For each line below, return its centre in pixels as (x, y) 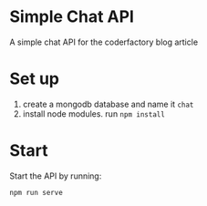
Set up (34, 79)
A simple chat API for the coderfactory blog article (104, 42)
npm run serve (36, 192)
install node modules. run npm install (94, 113)
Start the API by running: (56, 176)
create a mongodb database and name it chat (108, 104)
